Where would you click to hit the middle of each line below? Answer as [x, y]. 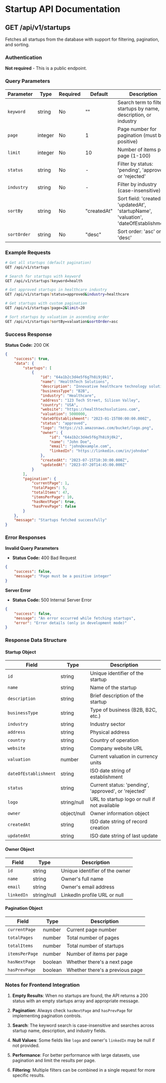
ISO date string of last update [124, 836]
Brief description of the [117, 696]
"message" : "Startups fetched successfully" [61, 520]
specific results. [29, 1076]
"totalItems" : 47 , [50, 493]
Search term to [135, 102]
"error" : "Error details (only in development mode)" [70, 623]
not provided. [26, 1046]
